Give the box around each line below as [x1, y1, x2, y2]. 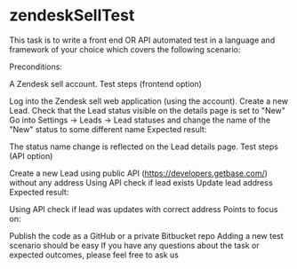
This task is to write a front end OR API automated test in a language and [9, 35, 276, 45]
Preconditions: [9, 61, 62, 72]
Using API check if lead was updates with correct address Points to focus [9, 203, 278, 214]
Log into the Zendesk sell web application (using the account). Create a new [9, 95, 289, 107]
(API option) [9, 150, 53, 161]
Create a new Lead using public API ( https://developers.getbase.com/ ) [9, 168, 269, 178]
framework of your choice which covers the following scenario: [9, 44, 241, 54]
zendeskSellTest [9, 5, 135, 26]
